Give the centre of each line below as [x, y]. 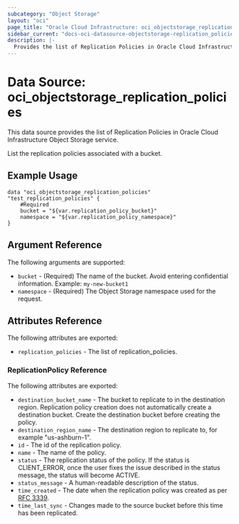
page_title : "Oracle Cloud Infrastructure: [73, 27]
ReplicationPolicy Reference [57, 370]
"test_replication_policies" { [54, 198]
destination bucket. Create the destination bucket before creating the [119, 415]
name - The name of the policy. [62, 452]
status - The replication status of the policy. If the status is [103, 460]
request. [30, 299]
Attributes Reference [55, 321]
